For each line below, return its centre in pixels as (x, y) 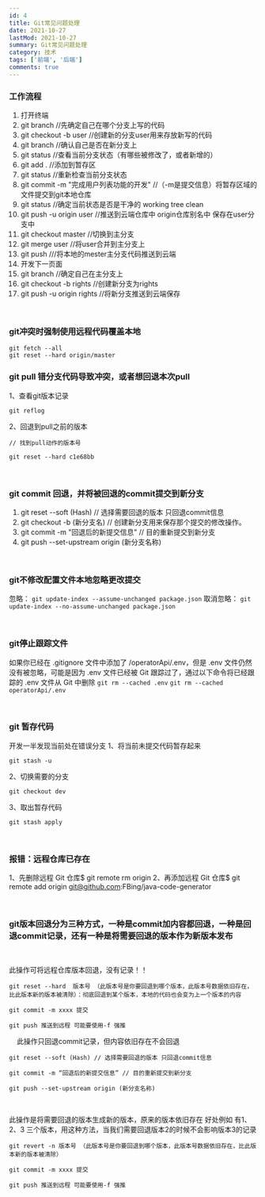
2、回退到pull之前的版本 (48, 426)
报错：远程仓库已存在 (49, 859)
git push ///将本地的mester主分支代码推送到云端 (98, 254)
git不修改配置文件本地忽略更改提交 (75, 580)
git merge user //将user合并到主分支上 (83, 244)
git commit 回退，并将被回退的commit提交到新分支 (106, 493)
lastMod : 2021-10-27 (43, 38)
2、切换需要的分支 (39, 776)
